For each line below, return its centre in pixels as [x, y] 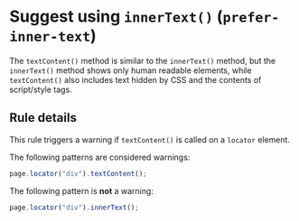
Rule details [43, 118]
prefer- [251, 18]
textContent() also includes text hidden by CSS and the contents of [135, 79]
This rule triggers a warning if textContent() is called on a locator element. [150, 139]
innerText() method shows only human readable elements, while [131, 70]
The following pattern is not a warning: [81, 190]
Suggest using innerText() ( [116, 17]
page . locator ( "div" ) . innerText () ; [75, 207]
